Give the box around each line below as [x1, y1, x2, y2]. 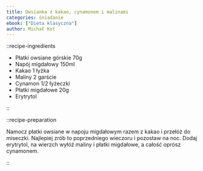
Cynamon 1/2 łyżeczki [15, 80, 70, 87]
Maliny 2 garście [15, 73, 57, 81]
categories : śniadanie [6, 15, 64, 21]
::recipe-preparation [6, 116, 56, 124]
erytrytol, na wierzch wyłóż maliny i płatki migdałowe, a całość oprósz [6, 141, 181, 149]
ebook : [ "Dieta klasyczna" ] [6, 20, 78, 26]
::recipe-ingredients [6, 42, 56, 50]
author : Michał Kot [6, 25, 56, 32]
